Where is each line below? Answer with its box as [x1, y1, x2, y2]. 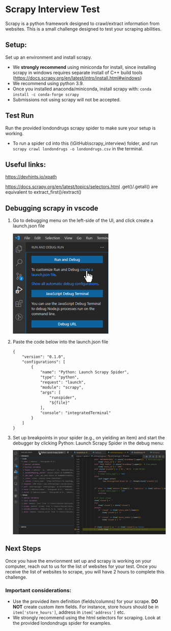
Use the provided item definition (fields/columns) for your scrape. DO [12, 598, 158, 604]
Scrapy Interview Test [5, 4, 100, 15]
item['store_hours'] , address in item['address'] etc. [12, 609, 126, 615]
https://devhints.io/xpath [5, 174, 57, 180]
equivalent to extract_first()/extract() [5, 189, 81, 195]
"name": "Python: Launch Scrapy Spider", [40, 370, 129, 375]
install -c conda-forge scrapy [12, 92, 79, 97]
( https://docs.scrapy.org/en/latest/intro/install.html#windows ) [12, 75, 142, 81]
